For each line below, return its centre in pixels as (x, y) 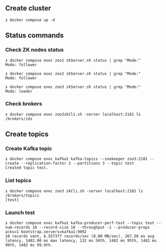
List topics (18, 180)
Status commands (35, 36)
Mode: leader (19, 91)
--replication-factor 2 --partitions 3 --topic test (78, 164)
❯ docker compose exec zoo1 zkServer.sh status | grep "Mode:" (73, 60)
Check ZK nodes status (35, 50)
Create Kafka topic (29, 148)
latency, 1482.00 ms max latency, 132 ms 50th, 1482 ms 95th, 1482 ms (81, 241)
